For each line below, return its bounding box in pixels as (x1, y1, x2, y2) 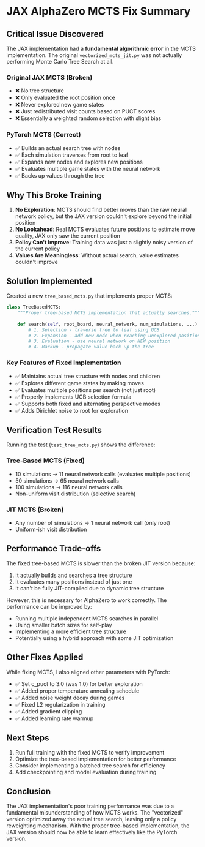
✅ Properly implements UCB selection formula (15, 393, 132, 401)
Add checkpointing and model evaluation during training (15, 769, 157, 776)
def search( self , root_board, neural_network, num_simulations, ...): (17, 321, 201, 327)
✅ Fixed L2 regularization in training (15, 701, 106, 708)
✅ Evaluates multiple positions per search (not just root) (15, 386, 156, 393)
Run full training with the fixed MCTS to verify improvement (15, 749, 165, 756)
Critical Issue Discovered (6, 29, 104, 39)
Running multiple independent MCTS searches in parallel (15, 614, 159, 622)
